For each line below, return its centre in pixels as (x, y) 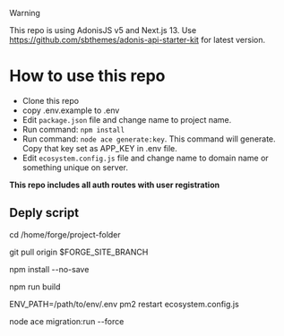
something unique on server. (75, 167)
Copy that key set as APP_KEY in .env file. (99, 148)
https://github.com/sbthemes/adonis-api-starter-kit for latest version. (138, 40)
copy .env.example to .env (71, 110)
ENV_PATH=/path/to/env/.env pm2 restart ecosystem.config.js (124, 304)
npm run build (35, 287)
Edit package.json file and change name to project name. (127, 119)
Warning (25, 13)
